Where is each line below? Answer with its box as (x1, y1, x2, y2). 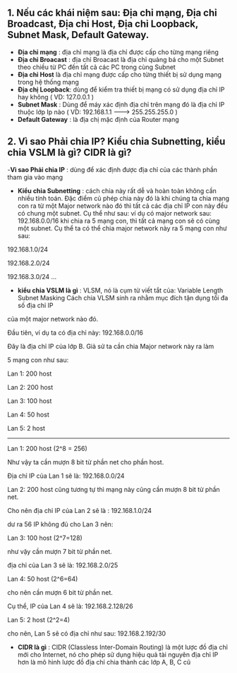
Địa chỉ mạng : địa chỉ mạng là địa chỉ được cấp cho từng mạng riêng (17, 47, 219, 56)
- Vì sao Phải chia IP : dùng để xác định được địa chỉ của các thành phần (7, 165, 217, 173)
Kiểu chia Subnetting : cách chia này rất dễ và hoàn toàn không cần (17, 186, 217, 195)
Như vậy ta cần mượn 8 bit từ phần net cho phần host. (7, 457, 164, 466)
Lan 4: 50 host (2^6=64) (7, 574, 78, 583)
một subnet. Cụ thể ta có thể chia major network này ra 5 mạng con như (17, 223, 227, 233)
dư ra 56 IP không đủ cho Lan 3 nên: (7, 519, 114, 529)
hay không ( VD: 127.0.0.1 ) (17, 92, 94, 101)
